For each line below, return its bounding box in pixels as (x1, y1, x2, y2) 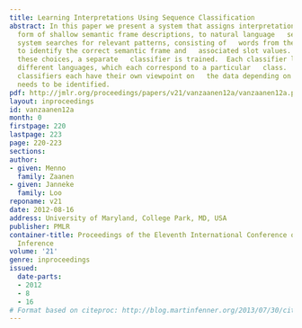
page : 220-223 (9, 138, 63, 147)
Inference (17, 239, 54, 248)
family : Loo (17, 189, 63, 198)
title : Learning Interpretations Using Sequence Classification (9, 13, 255, 22)
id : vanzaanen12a (9, 105, 75, 114)
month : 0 (9, 113, 42, 122)
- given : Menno (9, 164, 67, 173)
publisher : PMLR (9, 222, 70, 231)
